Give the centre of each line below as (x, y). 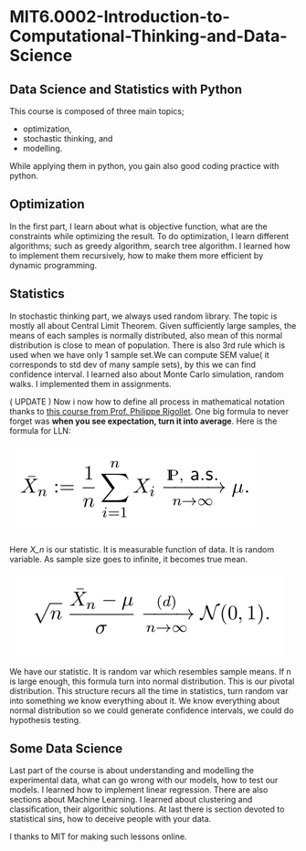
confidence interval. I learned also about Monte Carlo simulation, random (147, 374)
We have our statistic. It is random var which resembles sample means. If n (151, 671)
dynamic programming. (53, 265)
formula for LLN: (40, 430)
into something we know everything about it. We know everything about (145, 700)
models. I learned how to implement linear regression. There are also (139, 790)
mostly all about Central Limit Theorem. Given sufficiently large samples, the (153, 325)
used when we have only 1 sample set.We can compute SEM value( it (139, 354)
